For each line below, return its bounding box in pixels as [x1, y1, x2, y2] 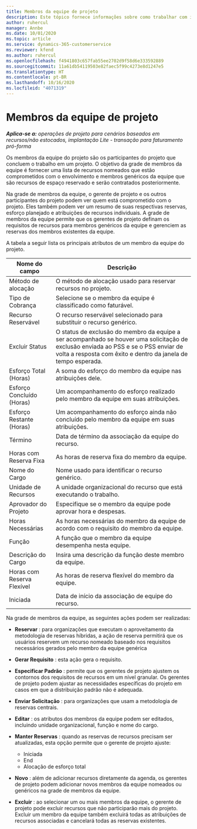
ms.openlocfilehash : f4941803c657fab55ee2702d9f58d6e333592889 [6, 58, 164, 64]
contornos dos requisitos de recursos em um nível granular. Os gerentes [14, 674, 189, 681]
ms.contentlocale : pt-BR [6, 74, 67, 80]
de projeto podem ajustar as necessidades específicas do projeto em [14, 679, 182, 687]
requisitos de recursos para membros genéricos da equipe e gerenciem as [6, 221, 186, 228]
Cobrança [9, 301, 36, 309]
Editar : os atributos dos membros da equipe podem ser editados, [14, 715, 174, 722]
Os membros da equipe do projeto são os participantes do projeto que [6, 154, 176, 161]
